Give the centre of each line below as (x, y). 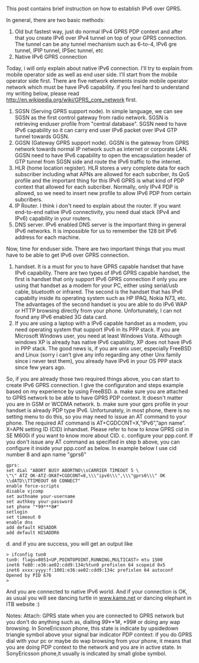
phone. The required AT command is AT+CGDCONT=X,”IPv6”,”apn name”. (96, 423)
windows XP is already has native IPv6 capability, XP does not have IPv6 (103, 342)
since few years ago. (40, 367)
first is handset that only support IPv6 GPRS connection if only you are (101, 279)
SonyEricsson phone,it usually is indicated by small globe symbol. (86, 654)
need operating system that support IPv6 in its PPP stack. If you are (97, 329)
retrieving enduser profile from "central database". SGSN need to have (101, 124)
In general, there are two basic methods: (56, 20)
